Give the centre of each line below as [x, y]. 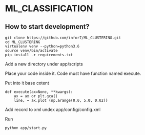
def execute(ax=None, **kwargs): [39, 92]
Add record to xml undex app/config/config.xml [53, 110]
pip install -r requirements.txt [39, 55]
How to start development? [47, 27]
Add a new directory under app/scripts [44, 64]
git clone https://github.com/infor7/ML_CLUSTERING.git [63, 38]
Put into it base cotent [27, 83]
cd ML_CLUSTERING [23, 42]
